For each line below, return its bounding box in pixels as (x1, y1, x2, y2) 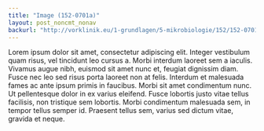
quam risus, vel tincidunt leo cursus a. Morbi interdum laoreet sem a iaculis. (8, 56, 253, 65)
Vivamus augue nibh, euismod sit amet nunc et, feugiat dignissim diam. (8, 64, 239, 74)
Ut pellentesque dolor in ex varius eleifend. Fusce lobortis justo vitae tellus (8, 89, 249, 99)
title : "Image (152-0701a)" (8, 11, 101, 20)
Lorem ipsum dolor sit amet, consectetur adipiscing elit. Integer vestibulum (8, 48, 250, 57)
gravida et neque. (8, 115, 65, 124)
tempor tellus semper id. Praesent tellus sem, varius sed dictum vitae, (8, 106, 234, 115)
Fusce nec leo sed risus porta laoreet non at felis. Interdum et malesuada (8, 72, 244, 82)
